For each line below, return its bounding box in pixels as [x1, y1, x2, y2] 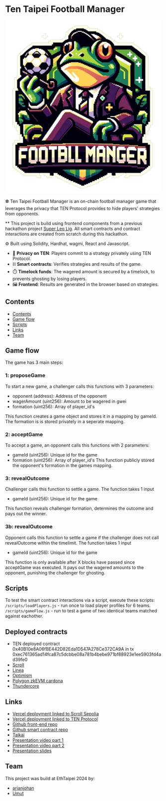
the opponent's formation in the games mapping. [12, 462, 113, 468]
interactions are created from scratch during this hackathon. [5, 230, 128, 237]
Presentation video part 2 [12, 743, 65, 749]
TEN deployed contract [12, 641, 60, 647]
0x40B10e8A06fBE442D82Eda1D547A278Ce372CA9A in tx [12, 646, 134, 652]
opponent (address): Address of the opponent [12, 393, 107, 399]
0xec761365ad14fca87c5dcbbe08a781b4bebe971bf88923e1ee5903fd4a [12, 651, 162, 658]
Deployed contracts [5, 627, 68, 636]
